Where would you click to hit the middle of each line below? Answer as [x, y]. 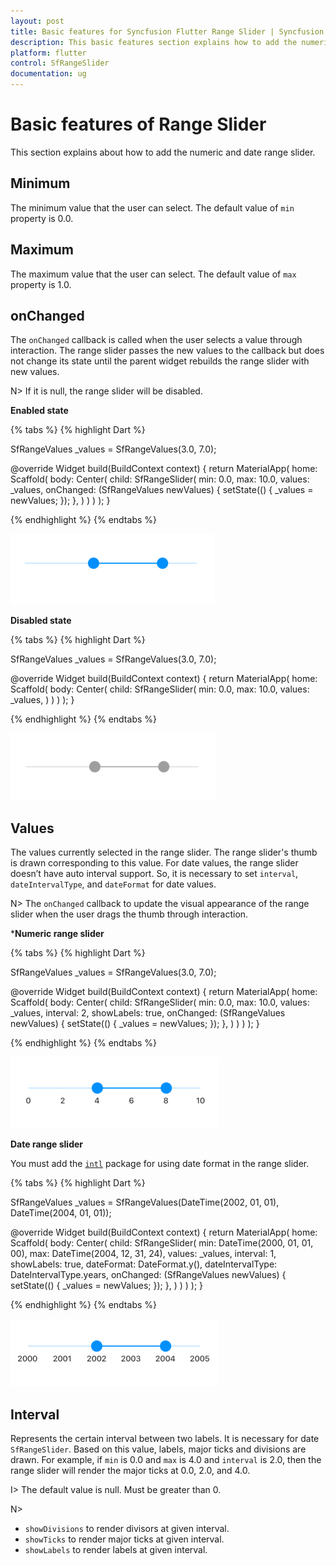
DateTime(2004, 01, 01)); [61, 1213]
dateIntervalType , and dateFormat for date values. [113, 884]
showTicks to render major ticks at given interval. [124, 1539]
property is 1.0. [41, 284]
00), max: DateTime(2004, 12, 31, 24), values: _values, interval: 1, [143, 1254]
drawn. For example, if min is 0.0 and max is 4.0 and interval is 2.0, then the [166, 1459]
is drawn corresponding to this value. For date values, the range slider [154, 863]
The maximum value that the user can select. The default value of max [153, 274]
